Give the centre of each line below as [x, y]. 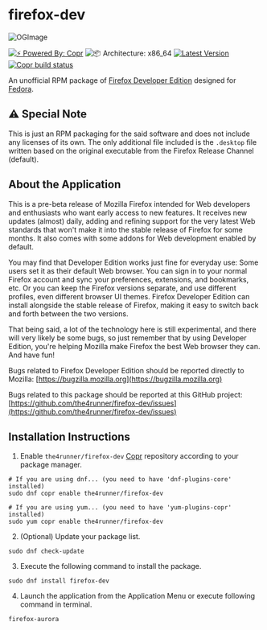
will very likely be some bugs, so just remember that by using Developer [127, 338]
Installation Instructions [70, 436]
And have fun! [31, 355]
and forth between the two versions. [68, 313]
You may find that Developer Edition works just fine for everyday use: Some [133, 262]
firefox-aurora [34, 620]
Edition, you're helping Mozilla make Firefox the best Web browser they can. [134, 346]
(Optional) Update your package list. [80, 537]
